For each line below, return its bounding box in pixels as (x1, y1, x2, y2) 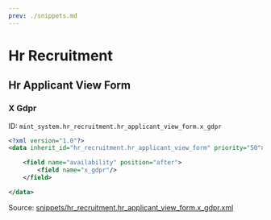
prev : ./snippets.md (8, 11, 78, 20)
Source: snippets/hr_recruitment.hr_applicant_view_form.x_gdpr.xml (8, 202, 234, 212)
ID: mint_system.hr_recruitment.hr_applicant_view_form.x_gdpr (8, 121, 222, 131)
